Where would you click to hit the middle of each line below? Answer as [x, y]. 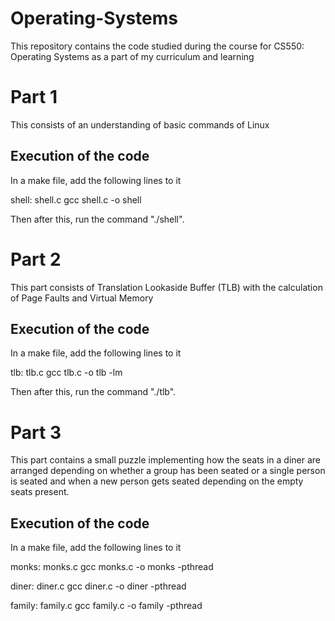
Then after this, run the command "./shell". [97, 219]
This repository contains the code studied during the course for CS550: [157, 46]
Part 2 [36, 259]
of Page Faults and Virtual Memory [82, 298]
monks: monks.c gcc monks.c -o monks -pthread [112, 567]
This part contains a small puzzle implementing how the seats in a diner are [166, 460]
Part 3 [36, 432]
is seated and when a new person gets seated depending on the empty [157, 481]
